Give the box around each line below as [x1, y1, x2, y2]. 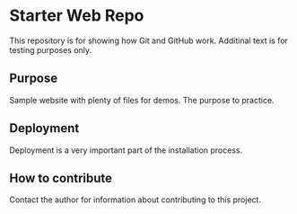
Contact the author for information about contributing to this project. [9, 194, 262, 205]
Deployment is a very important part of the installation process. [9, 145, 243, 156]
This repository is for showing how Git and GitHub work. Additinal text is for [9, 35, 289, 46]
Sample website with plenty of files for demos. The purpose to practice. [9, 94, 275, 105]
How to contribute [9, 170, 113, 185]
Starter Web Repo [9, 5, 144, 26]
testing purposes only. [9, 44, 92, 55]
